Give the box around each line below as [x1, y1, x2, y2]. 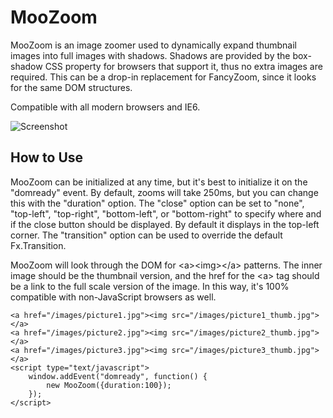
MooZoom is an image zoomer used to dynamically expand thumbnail [10, 39, 297, 51]
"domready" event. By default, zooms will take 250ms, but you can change [10, 186, 319, 198]
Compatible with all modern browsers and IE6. [10, 101, 201, 113]
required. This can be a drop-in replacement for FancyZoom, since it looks [10, 71, 317, 83]
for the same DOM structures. [10, 81, 133, 93]
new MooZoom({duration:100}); [46, 380, 172, 390]
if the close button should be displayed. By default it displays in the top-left [10, 218, 320, 230]
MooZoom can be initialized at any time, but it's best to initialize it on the [10, 176, 308, 188]
